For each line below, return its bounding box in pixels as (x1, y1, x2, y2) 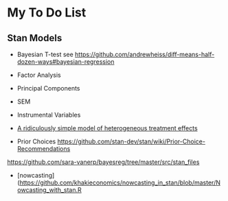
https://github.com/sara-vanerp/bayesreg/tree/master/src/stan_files (7, 158, 200, 166)
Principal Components (16, 84, 80, 92)
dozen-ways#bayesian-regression (16, 58, 115, 66)
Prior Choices (16, 137, 56, 145)
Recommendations (16, 145, 71, 152)
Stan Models (7, 32, 62, 44)
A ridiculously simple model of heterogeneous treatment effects (16, 124, 198, 132)
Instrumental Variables (16, 111, 81, 119)
